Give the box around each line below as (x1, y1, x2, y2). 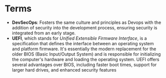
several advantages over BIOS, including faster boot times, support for (11, 62, 157, 68)
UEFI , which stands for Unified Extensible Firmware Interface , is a (11, 35, 147, 41)
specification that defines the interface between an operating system (11, 40, 154, 46)
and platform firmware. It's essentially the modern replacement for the (11, 46, 157, 52)
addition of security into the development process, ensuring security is (11, 24, 158, 30)
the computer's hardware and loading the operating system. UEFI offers (11, 56, 160, 62)
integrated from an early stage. (11, 30, 76, 36)
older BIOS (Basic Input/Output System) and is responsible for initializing (11, 51, 161, 57)
